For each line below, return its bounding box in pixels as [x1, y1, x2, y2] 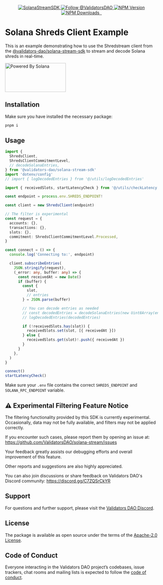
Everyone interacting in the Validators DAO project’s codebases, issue [5, 564, 145, 570]
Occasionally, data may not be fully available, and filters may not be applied [5, 419, 156, 425]
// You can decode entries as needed [22, 306, 98, 311]
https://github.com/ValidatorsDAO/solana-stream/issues [5, 439, 117, 445]
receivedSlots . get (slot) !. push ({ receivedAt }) [26, 338, 125, 342]
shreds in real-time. [5, 53, 44, 59]
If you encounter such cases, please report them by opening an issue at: [5, 434, 150, 440]
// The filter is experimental [5, 212, 68, 217]
